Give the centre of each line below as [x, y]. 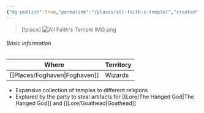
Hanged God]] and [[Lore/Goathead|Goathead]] [76, 103]
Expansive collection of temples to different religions [81, 90]
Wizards [117, 75]
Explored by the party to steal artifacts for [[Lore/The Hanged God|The [104, 97]
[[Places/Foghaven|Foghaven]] [54, 75]
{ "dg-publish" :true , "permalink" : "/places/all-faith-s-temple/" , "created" [103, 12]
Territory [118, 65]
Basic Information [29, 43]
